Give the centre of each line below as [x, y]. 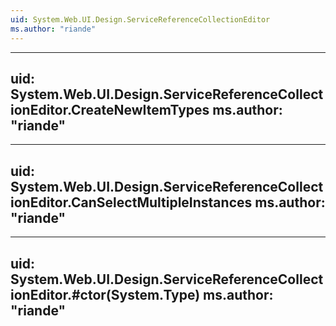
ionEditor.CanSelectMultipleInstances [131, 202]
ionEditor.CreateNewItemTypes [110, 109]
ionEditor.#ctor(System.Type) [105, 294]
